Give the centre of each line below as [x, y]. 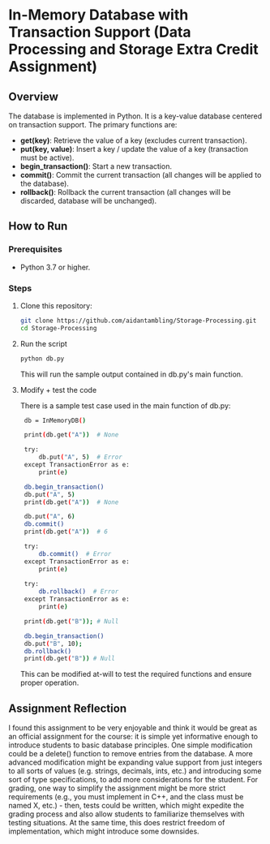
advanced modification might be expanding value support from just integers [135, 762]
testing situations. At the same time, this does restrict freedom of [117, 823]
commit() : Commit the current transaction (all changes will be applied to [141, 175]
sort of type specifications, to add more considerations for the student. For [133, 780]
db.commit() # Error [75, 553]
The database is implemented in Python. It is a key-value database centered [135, 116]
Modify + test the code [58, 390]
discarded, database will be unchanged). [88, 201]
